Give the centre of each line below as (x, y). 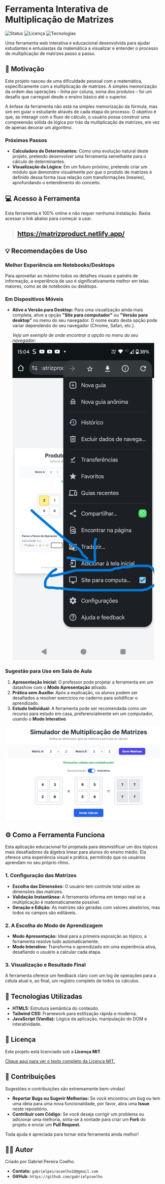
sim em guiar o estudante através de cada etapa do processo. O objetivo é (81, 111)
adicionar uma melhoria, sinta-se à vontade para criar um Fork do (79, 1119)
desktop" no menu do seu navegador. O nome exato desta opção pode (85, 320)
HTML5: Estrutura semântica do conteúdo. (56, 1008)
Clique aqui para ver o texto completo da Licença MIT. (60, 1061)
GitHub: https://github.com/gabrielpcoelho (57, 1177)
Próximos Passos (26, 140)
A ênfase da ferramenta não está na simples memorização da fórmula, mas (81, 106)
